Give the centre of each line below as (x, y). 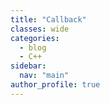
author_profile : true (55, 85)
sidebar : (28, 66)
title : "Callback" (48, 19)
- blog (33, 47)
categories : (35, 38)
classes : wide (40, 29)
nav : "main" (44, 76)
